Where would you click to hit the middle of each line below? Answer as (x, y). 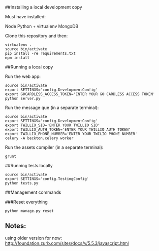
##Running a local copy (29, 67)
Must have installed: (25, 17)
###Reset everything (26, 202)
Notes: (16, 226)
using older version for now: (34, 238)
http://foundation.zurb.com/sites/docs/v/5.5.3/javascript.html (67, 243)
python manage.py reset (30, 211)
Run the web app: (23, 76)
